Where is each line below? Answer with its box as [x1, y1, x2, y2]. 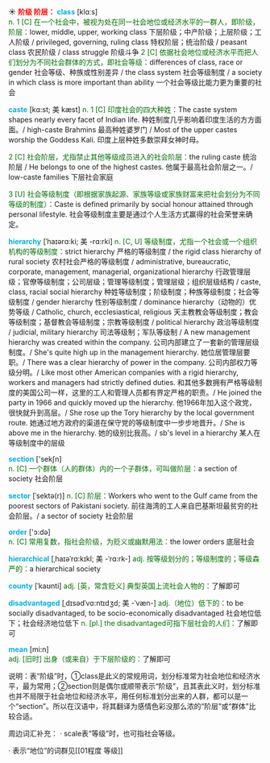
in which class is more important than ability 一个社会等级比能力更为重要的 [8, 77, 255, 87]
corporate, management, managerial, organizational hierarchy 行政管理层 [8, 267, 251, 276]
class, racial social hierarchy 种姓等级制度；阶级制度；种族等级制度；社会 [8, 287, 252, 296]
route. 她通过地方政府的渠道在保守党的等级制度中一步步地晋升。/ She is [8, 418, 246, 427]
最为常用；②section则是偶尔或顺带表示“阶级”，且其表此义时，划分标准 [22, 682, 260, 690]
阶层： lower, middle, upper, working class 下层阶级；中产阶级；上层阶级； [8, 27, 255, 36]
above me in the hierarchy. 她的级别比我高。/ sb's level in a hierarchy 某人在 [8, 428, 261, 437]
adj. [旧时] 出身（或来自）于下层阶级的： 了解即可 [8, 654, 171, 663]
